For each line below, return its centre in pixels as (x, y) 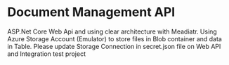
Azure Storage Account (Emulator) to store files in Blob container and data (115, 38)
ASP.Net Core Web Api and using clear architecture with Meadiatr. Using (112, 31)
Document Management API (91, 12)
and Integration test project (47, 54)
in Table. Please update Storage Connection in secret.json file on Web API (114, 46)
